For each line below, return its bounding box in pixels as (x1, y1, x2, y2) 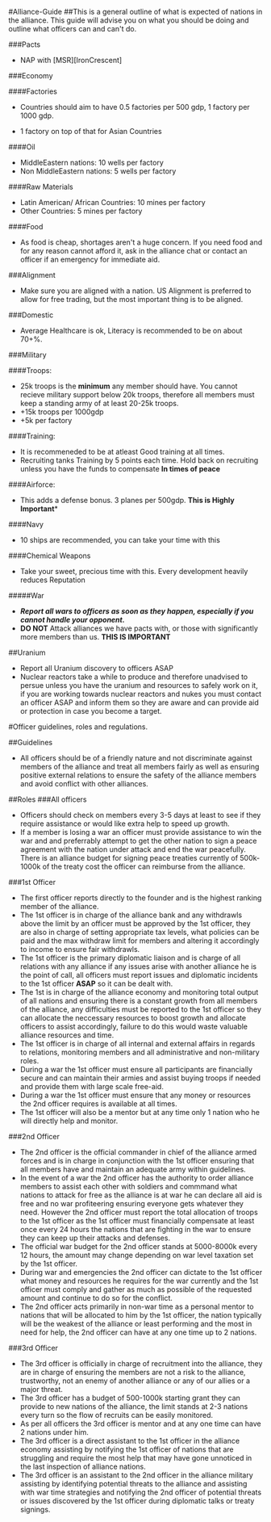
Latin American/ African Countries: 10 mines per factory (19, 198, 206, 207)
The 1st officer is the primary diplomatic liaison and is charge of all (19, 953, 241, 962)
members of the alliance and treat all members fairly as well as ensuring (19, 762, 260, 771)
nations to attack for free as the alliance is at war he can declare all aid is (19, 1190, 262, 1200)
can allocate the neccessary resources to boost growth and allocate (19, 1013, 247, 1022)
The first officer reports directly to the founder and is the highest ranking (19, 893, 262, 903)
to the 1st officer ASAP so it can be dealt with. (19, 979, 173, 988)
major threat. (19, 1385, 63, 1394)
